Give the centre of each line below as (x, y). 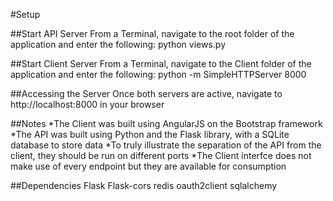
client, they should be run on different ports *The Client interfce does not (161, 155)
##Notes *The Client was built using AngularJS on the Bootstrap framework (166, 123)
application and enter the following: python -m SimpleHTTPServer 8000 (158, 74)
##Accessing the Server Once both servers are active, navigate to (146, 93)
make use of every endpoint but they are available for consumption (148, 166)
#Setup (25, 14)
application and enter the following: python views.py (118, 44)
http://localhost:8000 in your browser (87, 104)
